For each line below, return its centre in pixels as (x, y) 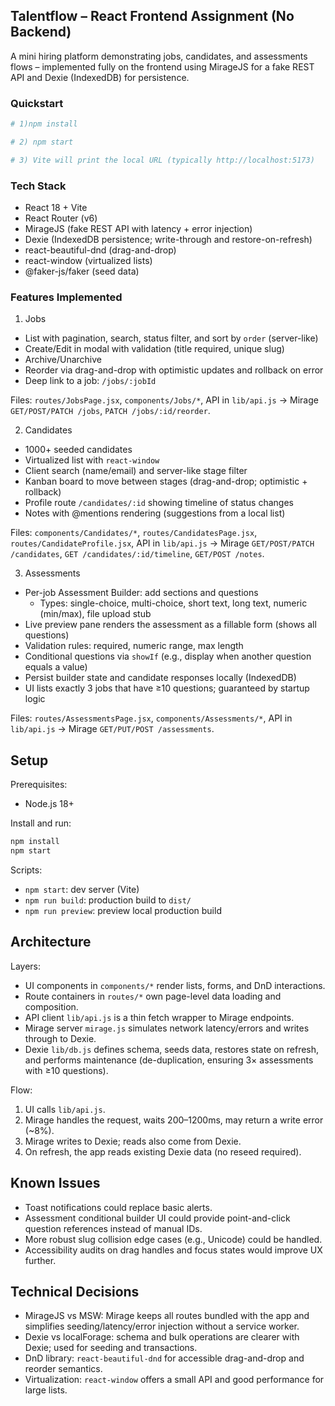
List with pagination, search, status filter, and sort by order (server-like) (171, 338)
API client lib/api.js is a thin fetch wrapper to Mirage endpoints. (159, 1017)
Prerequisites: (39, 785)
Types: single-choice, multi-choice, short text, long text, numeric (173, 603)
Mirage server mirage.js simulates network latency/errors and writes (167, 1028)
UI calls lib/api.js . (65, 1109)
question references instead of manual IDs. (113, 1228)
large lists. (46, 1390)
